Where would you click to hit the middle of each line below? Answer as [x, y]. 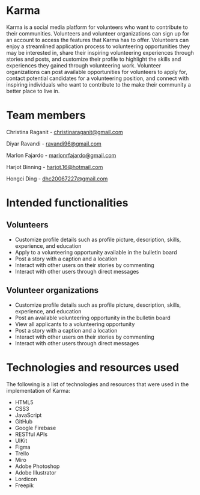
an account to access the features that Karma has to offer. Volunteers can [98, 40]
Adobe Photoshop [37, 466]
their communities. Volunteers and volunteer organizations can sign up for [98, 33]
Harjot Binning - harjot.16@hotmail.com [55, 167]
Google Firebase [35, 428]
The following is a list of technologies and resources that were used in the [98, 384]
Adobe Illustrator [36, 472]
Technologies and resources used [93, 367]
